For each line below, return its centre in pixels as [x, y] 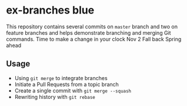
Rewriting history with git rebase [55, 97]
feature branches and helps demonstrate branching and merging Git [89, 32]
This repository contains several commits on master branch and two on [92, 26]
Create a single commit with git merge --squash [73, 90]
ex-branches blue [50, 10]
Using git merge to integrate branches [61, 78]
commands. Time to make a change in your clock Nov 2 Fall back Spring [94, 39]
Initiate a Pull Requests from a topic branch [67, 84]
